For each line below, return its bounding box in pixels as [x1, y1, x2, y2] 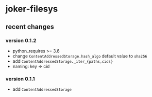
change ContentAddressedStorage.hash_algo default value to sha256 [12, 53, 148, 59]
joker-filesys [5, 3, 58, 14]
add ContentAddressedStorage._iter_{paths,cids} [12, 58, 113, 64]
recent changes [5, 23, 54, 31]
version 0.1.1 [5, 75, 35, 82]
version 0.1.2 [5, 37, 36, 44]
